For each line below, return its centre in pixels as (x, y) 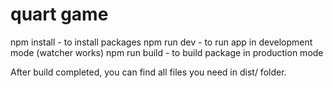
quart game (59, 14)
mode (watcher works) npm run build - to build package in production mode (167, 52)
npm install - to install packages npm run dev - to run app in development (161, 42)
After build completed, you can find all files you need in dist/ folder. (148, 72)
